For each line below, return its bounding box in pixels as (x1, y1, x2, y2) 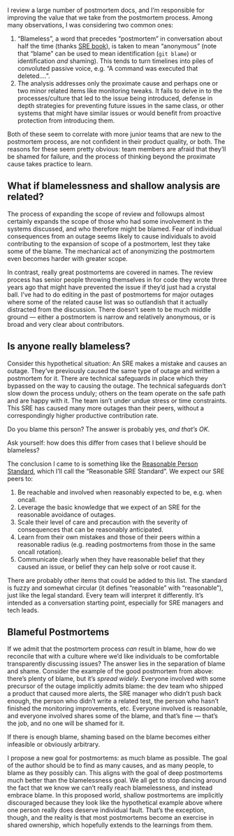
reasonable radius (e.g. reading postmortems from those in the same (17, 540, 216, 548)
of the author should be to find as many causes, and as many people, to (7, 761, 214, 770)
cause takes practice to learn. (7, 160, 93, 168)
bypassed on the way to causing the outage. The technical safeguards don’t (7, 382, 226, 390)
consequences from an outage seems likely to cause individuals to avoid (7, 231, 217, 241)
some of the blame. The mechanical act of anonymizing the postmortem (7, 247, 215, 255)
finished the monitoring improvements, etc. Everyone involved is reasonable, (7, 704, 228, 713)
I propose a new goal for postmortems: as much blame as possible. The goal (7, 754, 228, 762)
